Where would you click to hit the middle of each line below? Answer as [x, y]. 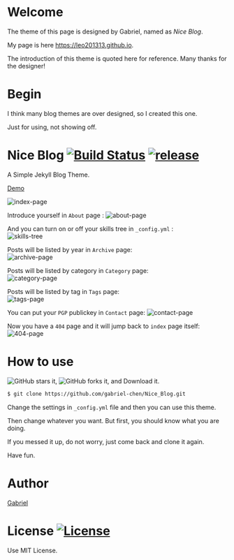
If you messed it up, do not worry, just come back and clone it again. [106, 441]
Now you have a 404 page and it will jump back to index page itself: [104, 326]
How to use [41, 362]
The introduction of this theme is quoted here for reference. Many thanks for [117, 58]
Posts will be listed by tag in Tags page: [64, 291]
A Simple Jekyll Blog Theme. [49, 175]
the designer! [26, 66]
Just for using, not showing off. [52, 127]
